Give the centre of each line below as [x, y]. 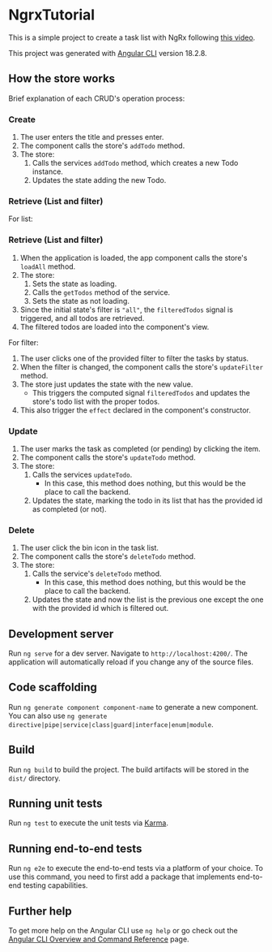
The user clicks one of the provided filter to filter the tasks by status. [134, 358]
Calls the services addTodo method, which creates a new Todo [135, 163]
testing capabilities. [55, 885]
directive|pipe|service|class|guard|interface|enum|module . [111, 724]
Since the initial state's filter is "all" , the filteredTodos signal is [126, 309]
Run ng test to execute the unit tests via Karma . [88, 823]
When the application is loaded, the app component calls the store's [134, 257]
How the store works [62, 79]
